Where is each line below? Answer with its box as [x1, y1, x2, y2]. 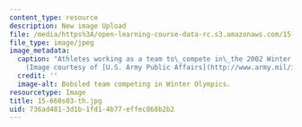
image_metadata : [9, 47, 70, 55]
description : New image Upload [9, 21, 127, 30]
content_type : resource [9, 13, 99, 22]
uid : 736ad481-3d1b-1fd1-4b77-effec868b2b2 [9, 105, 175, 114]
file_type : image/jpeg [9, 38, 94, 47]
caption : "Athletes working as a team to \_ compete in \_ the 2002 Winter [17, 55, 292, 63]
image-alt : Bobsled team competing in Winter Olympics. [17, 80, 231, 89]
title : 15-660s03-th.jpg [9, 96, 102, 106]
